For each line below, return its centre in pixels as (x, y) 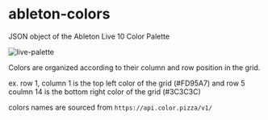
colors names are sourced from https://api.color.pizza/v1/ (110, 107)
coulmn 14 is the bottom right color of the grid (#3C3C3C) (105, 91)
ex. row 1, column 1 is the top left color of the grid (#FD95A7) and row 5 (127, 83)
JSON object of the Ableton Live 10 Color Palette (89, 36)
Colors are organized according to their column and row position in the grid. (134, 67)
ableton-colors (59, 14)
